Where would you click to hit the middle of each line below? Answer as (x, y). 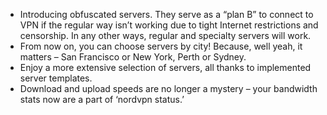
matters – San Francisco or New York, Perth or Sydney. (133, 57)
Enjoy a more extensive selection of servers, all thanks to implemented (165, 67)
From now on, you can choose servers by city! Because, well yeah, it (161, 46)
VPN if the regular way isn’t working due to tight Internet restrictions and (169, 25)
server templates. (56, 78)
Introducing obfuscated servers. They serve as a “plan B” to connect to (166, 14)
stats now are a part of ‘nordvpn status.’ (102, 99)
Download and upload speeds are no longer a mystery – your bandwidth (168, 88)
